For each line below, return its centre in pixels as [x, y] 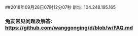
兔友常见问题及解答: [29, 21]
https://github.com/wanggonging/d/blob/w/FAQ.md [69, 28]
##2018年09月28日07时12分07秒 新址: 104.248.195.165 [60, 7]
